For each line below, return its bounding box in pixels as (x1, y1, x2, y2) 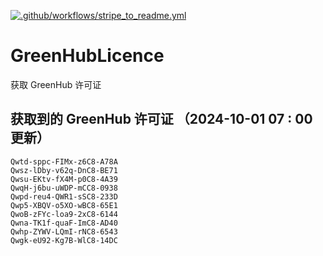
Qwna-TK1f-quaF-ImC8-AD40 (10, 218, 118, 228)
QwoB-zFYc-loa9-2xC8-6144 (10, 209, 118, 219)
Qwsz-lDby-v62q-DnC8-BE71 (10, 165, 118, 175)
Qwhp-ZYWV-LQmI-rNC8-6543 (10, 226, 118, 237)
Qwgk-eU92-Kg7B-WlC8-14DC (10, 235, 118, 245)
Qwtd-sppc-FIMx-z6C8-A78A (10, 156, 118, 167)
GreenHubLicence (10, 45, 165, 67)
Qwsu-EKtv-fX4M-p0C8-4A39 (10, 174, 118, 184)
